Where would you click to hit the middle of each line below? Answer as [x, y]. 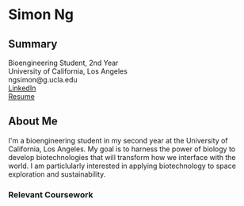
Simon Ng [41, 15]
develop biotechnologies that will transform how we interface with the [122, 157]
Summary [33, 44]
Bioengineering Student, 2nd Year [63, 63]
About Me [33, 122]
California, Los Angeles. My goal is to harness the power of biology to [122, 149]
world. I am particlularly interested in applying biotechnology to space [122, 166]
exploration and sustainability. [57, 174]
